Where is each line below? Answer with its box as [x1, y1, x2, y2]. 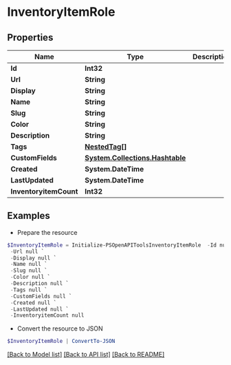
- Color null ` [10, 273, 51, 281]
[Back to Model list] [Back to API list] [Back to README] [7, 351, 165, 359]
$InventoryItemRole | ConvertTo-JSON [7, 338, 115, 345]
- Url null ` [10, 248, 45, 255]
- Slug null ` [10, 267, 48, 274]
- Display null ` [10, 254, 57, 262]
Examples [7, 210, 50, 222]
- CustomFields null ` [10, 293, 72, 300]
